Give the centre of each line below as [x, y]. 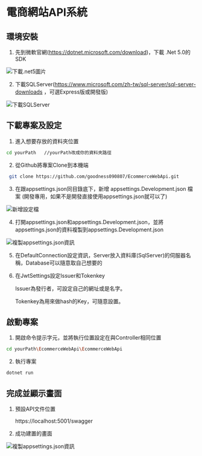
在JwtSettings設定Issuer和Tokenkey [60, 275]
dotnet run [20, 373]
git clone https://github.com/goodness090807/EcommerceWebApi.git [94, 176]
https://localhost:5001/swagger [54, 421]
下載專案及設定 [34, 125]
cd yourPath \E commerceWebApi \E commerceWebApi [64, 349]
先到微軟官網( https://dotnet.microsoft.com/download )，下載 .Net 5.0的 [103, 52]
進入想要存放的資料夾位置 [47, 141]
